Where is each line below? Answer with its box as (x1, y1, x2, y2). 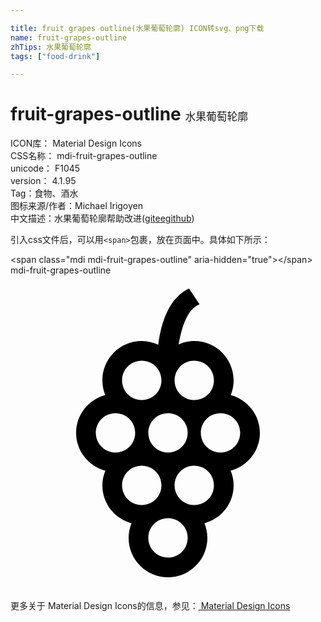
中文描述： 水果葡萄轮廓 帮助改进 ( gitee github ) (10, 212, 195, 225)
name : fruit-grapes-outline (10, 32, 128, 43)
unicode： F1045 (10, 162, 81, 175)
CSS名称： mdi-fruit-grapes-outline (10, 150, 158, 162)
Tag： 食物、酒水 (10, 187, 79, 200)
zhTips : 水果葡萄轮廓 (10, 42, 92, 52)
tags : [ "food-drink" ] (10, 51, 101, 61)
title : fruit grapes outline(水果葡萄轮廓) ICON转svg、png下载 (10, 23, 265, 33)
